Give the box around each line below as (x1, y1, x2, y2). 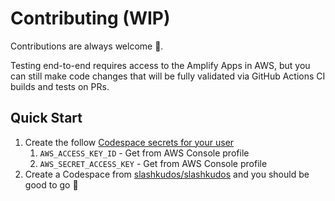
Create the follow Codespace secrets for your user (24, 136, 235, 148)
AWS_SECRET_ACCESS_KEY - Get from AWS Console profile (39, 157, 268, 169)
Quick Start (10, 110, 83, 127)
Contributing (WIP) (10, 7, 171, 30)
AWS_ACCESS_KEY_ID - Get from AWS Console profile (39, 147, 250, 159)
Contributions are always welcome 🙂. (10, 40, 164, 52)
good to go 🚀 (24, 178, 79, 191)
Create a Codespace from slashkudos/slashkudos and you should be (24, 168, 310, 180)
